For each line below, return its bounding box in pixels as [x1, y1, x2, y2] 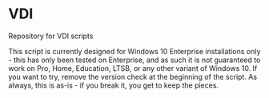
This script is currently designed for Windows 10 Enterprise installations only [8, 46, 261, 56]
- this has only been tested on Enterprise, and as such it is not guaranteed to [8, 55, 261, 65]
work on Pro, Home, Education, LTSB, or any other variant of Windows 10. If [8, 63, 258, 73]
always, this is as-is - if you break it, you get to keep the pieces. [8, 80, 219, 90]
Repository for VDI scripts [8, 31, 94, 41]
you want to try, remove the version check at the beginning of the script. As [8, 72, 258, 81]
